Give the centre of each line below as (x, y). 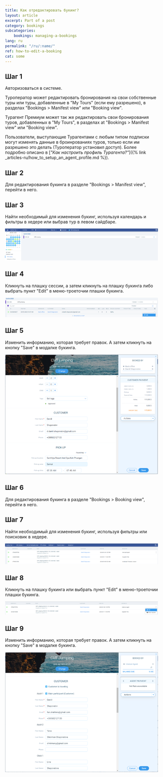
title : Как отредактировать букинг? (42, 10)
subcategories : (20, 31)
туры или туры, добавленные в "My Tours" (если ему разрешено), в (75, 103)
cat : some (15, 56)
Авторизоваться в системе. (33, 88)
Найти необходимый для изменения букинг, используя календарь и (76, 216)
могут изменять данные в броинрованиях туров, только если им (72, 142)
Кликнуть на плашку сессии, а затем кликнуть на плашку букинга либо (79, 286)
